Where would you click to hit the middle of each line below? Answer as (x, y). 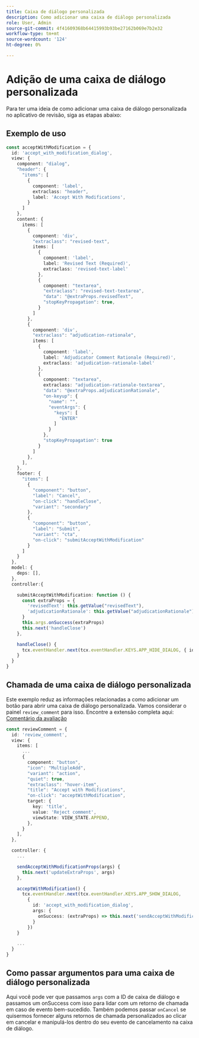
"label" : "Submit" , (57, 529)
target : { (39, 801)
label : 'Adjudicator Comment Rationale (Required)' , (110, 358)
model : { (22, 568)
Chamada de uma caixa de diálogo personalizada (99, 685)
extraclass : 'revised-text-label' (86, 269)
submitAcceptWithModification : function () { (74, 595)
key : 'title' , (50, 807)
